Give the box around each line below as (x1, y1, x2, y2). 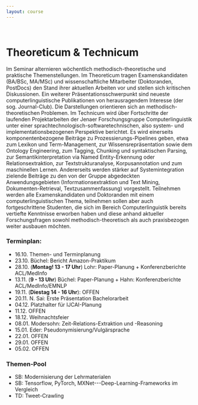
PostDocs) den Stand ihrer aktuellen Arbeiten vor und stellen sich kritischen (6, 84, 191, 91)
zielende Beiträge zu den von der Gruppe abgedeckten (6, 172, 140, 179)
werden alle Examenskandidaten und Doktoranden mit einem (6, 191, 154, 198)
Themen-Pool (6, 359, 47, 368)
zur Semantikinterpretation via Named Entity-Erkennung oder (6, 153, 155, 160)
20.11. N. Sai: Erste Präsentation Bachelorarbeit (14, 294, 129, 302)
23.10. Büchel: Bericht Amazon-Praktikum (14, 257, 116, 264)
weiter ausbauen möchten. (6, 223, 72, 230)
